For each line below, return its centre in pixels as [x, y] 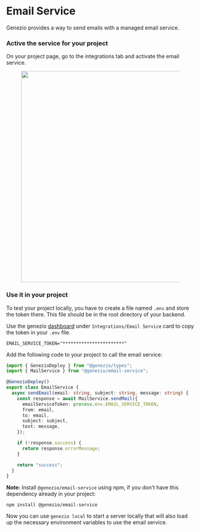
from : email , [38, 410]
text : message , [41, 427]
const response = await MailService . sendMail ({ [77, 398]
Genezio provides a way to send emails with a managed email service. [93, 28]
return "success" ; [40, 465]
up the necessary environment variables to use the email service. [87, 522]
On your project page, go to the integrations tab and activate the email [93, 56]
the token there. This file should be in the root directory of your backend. [96, 314]
